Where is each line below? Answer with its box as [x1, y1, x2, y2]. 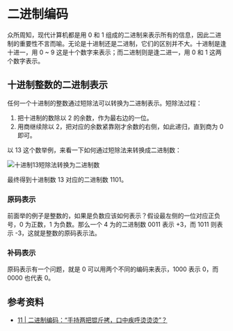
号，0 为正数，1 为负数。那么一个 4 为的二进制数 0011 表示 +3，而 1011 [7, 220, 209, 229]
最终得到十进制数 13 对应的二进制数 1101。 [7, 175, 128, 184]
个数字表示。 [7, 56, 44, 65]
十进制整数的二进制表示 [7, 79, 108, 91]
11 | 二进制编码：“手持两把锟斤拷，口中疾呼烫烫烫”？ [17, 316, 168, 324]
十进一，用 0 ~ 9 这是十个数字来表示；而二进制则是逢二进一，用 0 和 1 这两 [7, 48, 222, 56]
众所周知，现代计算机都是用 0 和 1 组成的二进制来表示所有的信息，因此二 [7, 31, 216, 39]
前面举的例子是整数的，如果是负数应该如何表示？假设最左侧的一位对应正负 [7, 211, 220, 220]
